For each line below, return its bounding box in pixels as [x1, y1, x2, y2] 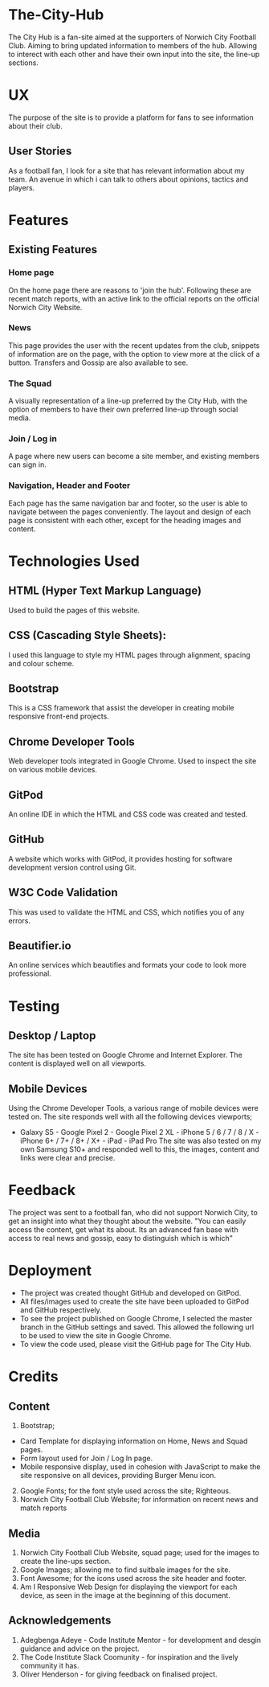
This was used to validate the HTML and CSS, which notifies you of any [8, 907, 245, 917]
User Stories [8, 145, 72, 158]
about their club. [8, 121, 63, 130]
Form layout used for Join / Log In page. [19, 1453, 153, 1464]
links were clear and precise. [19, 1153, 116, 1163]
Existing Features [8, 243, 98, 256]
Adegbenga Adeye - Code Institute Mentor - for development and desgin [19, 1635, 262, 1644]
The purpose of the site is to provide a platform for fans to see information [8, 113, 255, 122]
